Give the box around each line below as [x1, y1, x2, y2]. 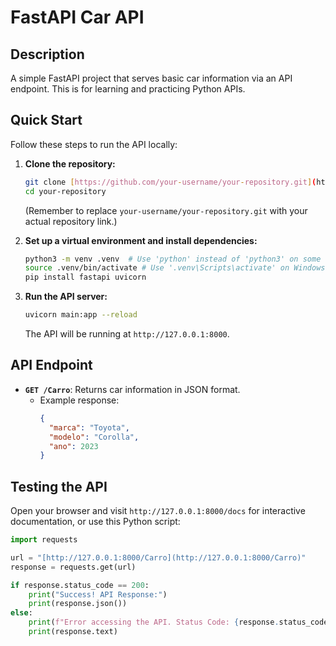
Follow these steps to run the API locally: [10, 138, 178, 150]
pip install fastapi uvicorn [24, 272, 147, 283]
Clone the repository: [24, 157, 116, 170]
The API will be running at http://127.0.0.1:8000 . [24, 328, 230, 340]
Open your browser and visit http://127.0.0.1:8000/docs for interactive [10, 505, 306, 517]
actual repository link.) [24, 215, 118, 227]
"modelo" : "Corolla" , [48, 432, 140, 442]
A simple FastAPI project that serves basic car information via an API [10, 72, 293, 84]
